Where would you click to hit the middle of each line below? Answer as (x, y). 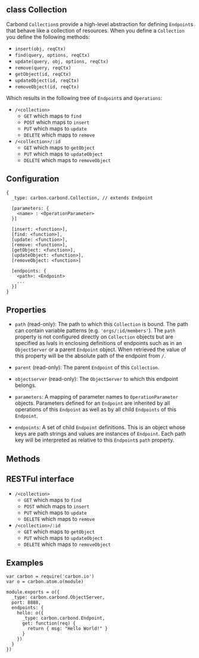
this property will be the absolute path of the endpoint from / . (90, 356)
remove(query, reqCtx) (43, 68)
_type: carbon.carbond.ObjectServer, (58, 598)
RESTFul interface (40, 479)
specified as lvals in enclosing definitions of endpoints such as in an (98, 343)
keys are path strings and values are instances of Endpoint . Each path (100, 434)
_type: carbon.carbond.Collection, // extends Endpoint (82, 198)
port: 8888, (27, 603)
